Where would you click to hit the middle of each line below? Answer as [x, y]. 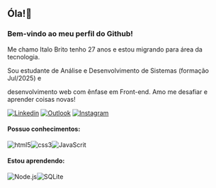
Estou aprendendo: [36, 161]
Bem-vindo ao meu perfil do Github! [70, 34]
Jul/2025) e [24, 78]
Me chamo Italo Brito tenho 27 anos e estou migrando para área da [105, 49]
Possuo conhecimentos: [44, 129]
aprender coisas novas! [41, 99]
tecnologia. [24, 57]
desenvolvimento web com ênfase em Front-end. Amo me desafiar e [107, 92]
